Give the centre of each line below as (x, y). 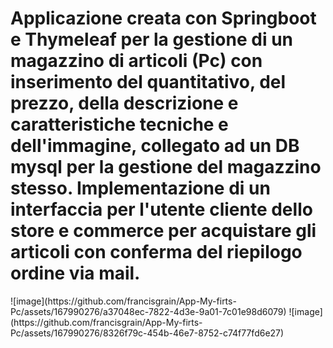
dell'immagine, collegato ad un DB (155, 146)
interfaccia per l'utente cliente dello (161, 209)
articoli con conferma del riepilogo (156, 252)
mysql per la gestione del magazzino (166, 167)
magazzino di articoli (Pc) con (136, 61)
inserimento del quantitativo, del (148, 82)
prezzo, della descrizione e (124, 103)
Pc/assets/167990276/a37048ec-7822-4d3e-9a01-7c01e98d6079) (148, 311)
